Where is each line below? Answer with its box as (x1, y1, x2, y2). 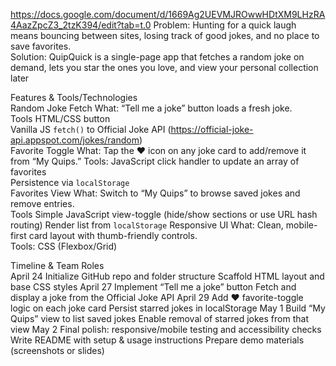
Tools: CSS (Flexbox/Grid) (10, 240, 118, 252)
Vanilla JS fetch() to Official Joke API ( (10, 124, 172, 135)
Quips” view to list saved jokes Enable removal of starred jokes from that (10, 313, 309, 324)
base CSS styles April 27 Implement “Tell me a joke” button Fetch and (10, 281, 297, 293)
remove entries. (10, 198, 75, 209)
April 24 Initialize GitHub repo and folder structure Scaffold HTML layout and (10, 270, 325, 282)
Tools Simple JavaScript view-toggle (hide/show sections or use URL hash (10, 209, 318, 220)
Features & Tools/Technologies (10, 92, 138, 103)
